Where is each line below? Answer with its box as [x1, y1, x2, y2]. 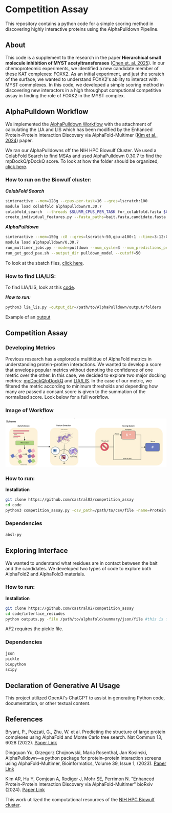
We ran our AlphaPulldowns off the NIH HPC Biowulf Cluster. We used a [5, 147, 157, 153]
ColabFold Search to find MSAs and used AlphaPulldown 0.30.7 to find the [5, 153, 162, 159]
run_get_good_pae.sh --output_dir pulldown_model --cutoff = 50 [5, 250, 141, 255]
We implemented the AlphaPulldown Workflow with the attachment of [5, 121, 152, 127]
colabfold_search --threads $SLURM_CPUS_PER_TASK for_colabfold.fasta [5, 209, 161, 215]
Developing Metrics [5, 344, 55, 351]
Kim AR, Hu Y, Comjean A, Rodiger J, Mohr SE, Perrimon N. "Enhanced [5, 776, 155, 782]
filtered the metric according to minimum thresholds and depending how [5, 383, 158, 389]
